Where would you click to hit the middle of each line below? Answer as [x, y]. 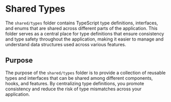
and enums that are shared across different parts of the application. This [81, 28]
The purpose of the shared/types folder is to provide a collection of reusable [86, 73]
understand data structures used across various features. [66, 44]
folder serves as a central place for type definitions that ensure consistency [85, 33]
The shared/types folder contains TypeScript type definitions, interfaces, [82, 23]
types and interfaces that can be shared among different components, [79, 78]
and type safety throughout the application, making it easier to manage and [84, 39]
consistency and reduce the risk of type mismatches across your [74, 89]
